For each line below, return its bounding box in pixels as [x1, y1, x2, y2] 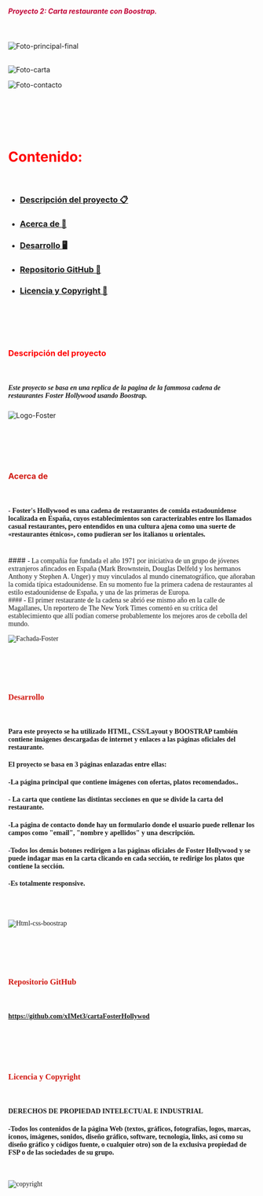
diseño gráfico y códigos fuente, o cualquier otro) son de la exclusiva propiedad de [8, 1140, 247, 1149]
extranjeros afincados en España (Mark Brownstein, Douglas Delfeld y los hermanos [8, 564, 241, 573]
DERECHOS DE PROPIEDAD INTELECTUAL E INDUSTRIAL [8, 1107, 204, 1116]
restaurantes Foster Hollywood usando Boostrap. [8, 391, 148, 400]
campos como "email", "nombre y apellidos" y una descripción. [8, 829, 195, 837]
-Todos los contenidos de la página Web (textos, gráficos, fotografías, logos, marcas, [8, 1124, 251, 1133]
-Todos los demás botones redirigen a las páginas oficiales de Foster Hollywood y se [8, 846, 251, 855]
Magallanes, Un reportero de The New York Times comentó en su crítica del [8, 604, 218, 612]
